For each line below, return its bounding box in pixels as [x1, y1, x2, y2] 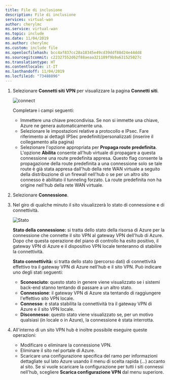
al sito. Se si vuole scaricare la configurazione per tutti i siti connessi [20, 363, 164, 369]
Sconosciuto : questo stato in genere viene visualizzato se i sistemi [20, 279, 160, 285]
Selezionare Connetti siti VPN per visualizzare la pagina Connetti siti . [12, 87, 159, 94]
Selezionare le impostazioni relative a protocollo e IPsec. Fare [20, 128, 149, 134]
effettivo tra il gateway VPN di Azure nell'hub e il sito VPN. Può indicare [12, 264, 162, 270]
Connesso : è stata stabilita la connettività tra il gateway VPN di [20, 301, 152, 307]
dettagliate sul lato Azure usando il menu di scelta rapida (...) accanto [20, 358, 165, 364]
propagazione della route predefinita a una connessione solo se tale [20, 160, 162, 166]
